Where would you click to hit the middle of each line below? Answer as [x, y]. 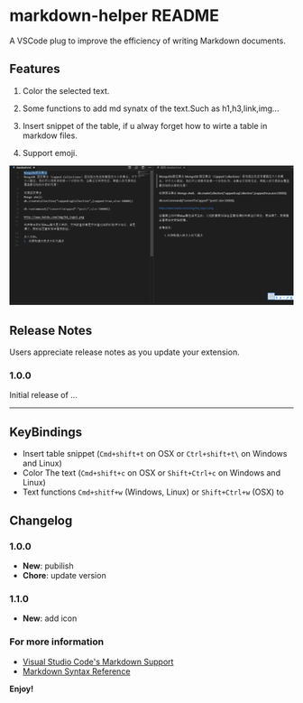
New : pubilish [48, 566]
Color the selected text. [66, 90]
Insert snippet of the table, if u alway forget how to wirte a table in [145, 125]
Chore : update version [64, 575]
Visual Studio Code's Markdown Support [98, 661]
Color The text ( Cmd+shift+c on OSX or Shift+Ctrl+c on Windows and [151, 473]
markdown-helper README [114, 16]
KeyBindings [46, 432]
